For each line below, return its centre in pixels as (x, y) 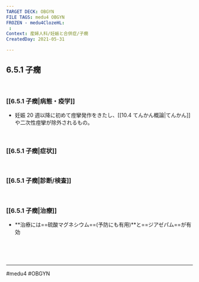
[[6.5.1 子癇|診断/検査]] (39, 180)
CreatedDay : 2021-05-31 (36, 39)
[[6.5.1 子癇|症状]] (32, 151)
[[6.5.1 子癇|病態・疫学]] (41, 101)
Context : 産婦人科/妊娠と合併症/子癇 (47, 34)
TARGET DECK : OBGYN (30, 12)
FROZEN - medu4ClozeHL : (36, 23)
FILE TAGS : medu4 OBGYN (36, 17)
